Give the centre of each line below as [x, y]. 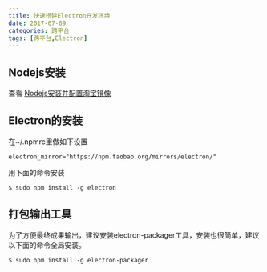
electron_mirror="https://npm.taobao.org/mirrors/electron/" [113, 157]
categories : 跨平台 [39, 30]
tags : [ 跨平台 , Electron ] [48, 38]
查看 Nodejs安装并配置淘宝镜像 [60, 94]
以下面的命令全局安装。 [47, 245]
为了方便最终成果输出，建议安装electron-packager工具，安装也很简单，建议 [134, 235]
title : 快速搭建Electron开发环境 [59, 16]
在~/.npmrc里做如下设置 [48, 142]
